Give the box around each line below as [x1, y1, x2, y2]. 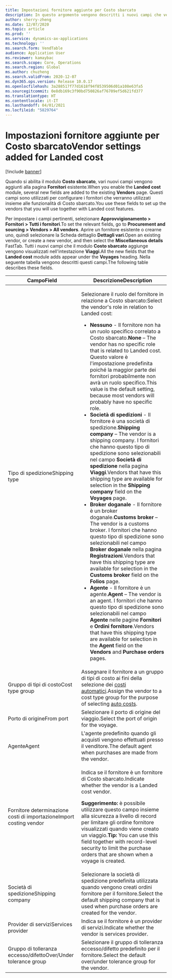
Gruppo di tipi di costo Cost [8, 681, 73, 688]
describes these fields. [5, 265, 54, 271]
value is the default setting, [90, 385, 155, 392]
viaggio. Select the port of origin [81, 715, 158, 722]
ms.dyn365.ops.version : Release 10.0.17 [5, 79, 93, 84]
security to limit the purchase [81, 844, 152, 851]
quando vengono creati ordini [81, 883, 152, 890]
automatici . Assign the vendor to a [81, 687, 162, 694]
